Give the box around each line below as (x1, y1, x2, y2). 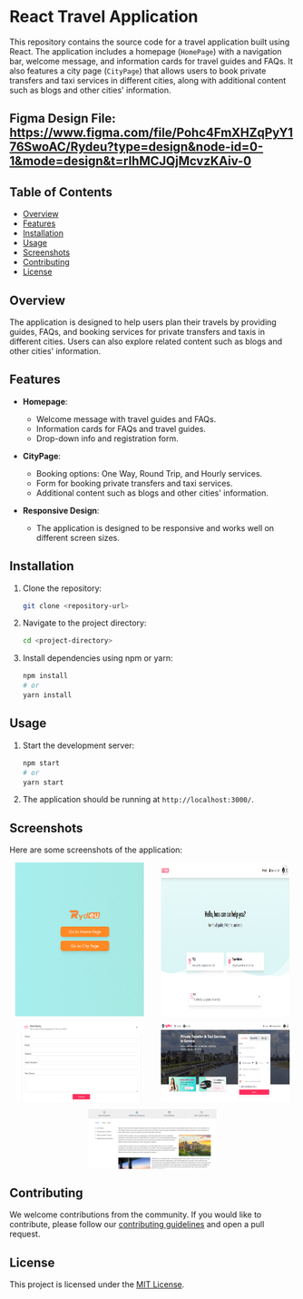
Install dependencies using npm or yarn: (22, 653, 174, 664)
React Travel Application (9, 6, 199, 27)
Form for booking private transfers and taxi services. (35, 477, 233, 488)
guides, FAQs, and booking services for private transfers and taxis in (9, 326, 266, 337)
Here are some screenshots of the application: (9, 844, 183, 855)
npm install (22, 672, 68, 681)
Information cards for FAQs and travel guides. (35, 423, 207, 434)
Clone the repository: (22, 583, 103, 594)
